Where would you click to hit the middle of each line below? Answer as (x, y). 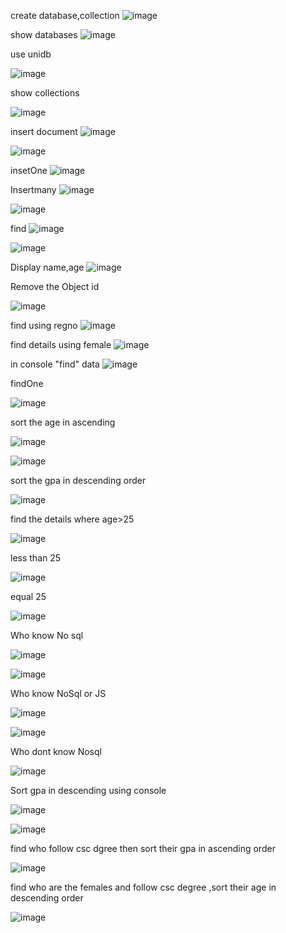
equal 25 (28, 596)
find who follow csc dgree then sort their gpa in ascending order (143, 848)
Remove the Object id (55, 286)
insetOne (29, 170)
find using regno (44, 325)
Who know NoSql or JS (58, 693)
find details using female (61, 344)
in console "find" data (55, 364)
